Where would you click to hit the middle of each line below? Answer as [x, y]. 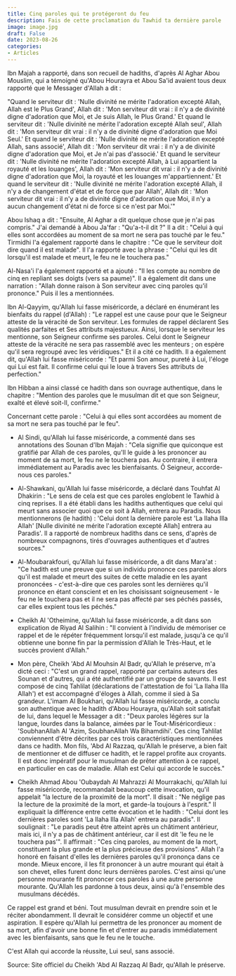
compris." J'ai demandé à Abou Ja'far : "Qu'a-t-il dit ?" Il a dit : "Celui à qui [115, 227]
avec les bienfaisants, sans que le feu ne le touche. [81, 937]
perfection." [25, 374]
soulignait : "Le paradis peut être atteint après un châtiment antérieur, [118, 826]
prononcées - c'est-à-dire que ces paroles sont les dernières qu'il [113, 584]
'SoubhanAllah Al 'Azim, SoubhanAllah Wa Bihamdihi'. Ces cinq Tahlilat [120, 731]
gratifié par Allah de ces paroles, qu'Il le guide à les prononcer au [112, 452]
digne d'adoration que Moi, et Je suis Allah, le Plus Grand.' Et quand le [109, 116]
